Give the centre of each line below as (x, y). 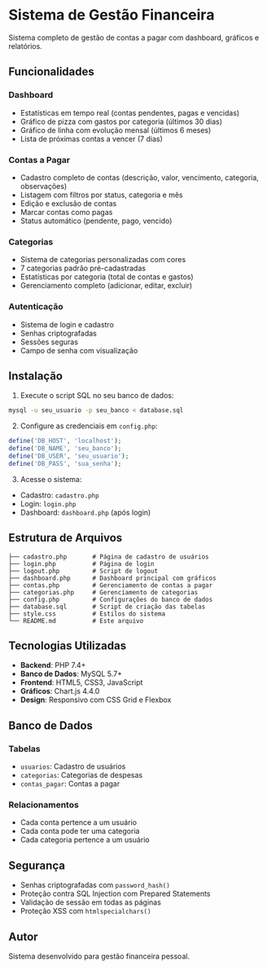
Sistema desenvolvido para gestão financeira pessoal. (99, 956)
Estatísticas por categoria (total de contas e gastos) (107, 277)
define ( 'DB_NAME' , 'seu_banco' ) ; (65, 449)
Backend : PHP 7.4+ (53, 665)
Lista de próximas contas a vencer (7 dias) (91, 138)
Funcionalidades (52, 72)
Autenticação (36, 307)
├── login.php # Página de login (81, 563)
